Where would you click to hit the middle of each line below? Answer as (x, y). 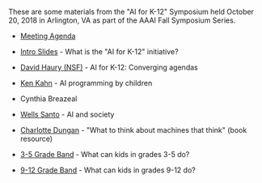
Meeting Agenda (48, 36)
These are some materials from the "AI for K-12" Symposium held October (131, 12)
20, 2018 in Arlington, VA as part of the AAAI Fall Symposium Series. (122, 20)
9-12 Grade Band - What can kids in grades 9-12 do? (108, 170)
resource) (36, 138)
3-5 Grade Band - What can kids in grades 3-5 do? (105, 154)
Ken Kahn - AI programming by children (86, 83)
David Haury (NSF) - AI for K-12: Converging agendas (109, 67)
